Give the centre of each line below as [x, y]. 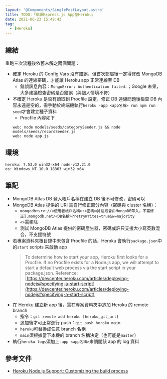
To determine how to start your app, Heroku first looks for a [86, 257]
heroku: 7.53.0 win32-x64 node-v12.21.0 [48, 164]
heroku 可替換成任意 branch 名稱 [53, 329]
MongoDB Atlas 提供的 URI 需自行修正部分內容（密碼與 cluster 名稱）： [85, 205]
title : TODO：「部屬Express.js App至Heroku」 [50, 15]
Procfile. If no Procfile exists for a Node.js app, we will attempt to [92, 262]
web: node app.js [31, 136]
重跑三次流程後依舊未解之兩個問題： [43, 63]
